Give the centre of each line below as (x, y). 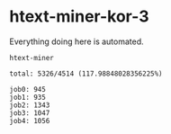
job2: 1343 (30, 105)
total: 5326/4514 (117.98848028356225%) (86, 74)
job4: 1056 (30, 121)
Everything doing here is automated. (76, 41)
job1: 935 (28, 97)
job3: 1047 (30, 113)
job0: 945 (28, 89)
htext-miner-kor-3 (79, 17)
